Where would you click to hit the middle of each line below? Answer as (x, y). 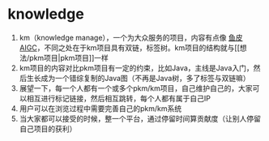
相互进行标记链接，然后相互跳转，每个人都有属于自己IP (119, 98)
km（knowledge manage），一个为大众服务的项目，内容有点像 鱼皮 (131, 37)
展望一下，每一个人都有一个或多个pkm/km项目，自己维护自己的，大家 (136, 88)
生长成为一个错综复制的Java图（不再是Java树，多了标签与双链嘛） (138, 78)
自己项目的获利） (48, 128)
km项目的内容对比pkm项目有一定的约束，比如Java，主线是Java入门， (136, 68)
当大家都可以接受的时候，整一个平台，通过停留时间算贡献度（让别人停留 (140, 118)
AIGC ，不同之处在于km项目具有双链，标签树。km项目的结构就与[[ (129, 47)
